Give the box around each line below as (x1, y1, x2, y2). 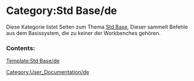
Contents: (6, 44, 35, 52)
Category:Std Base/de (6, 4, 118, 17)
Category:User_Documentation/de (6, 69, 89, 76)
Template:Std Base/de (6, 57, 60, 65)
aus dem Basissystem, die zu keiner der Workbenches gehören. (6, 29, 160, 36)
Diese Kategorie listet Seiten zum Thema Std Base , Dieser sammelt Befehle (6, 23, 188, 30)
